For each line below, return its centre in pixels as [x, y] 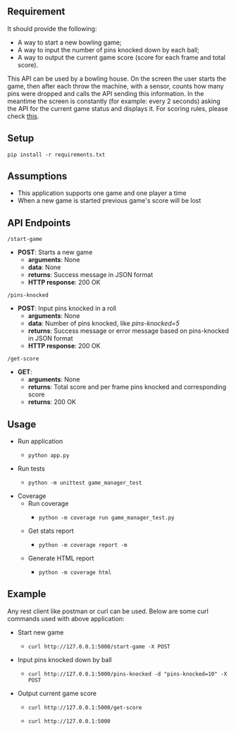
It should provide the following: [52, 28]
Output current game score [57, 693]
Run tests [31, 468]
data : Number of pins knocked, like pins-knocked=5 [104, 324]
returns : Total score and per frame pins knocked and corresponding [127, 387]
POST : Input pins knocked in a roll [67, 308]
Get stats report [51, 531]
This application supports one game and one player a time [102, 193]
